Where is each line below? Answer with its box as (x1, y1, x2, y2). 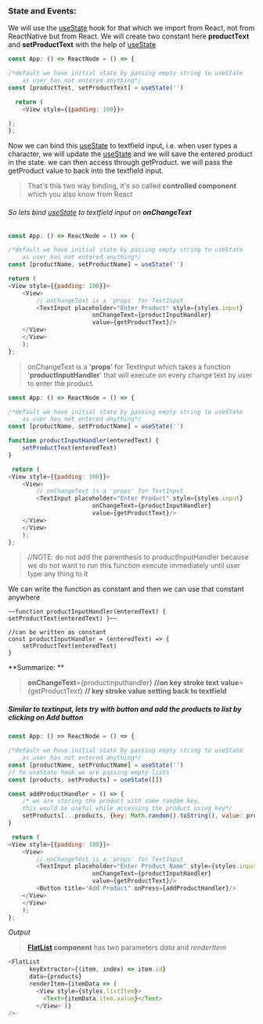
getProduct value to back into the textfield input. (8, 166, 164, 176)
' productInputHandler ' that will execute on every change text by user (27, 370, 253, 380)
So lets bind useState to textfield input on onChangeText (8, 207, 192, 217)
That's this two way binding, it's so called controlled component (27, 181, 237, 191)
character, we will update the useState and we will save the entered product (8, 149, 253, 159)
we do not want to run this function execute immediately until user (27, 561, 241, 570)
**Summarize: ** (8, 663, 65, 672)
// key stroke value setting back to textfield (85, 687, 227, 696)
